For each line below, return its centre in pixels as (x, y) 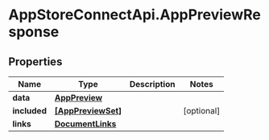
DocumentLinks (85, 124)
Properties (35, 62)
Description (152, 84)
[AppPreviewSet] (88, 111)
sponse (34, 32)
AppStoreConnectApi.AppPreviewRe (135, 15)
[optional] (202, 111)
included (29, 111)
